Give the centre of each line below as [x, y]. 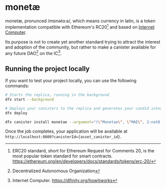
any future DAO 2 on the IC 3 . [33, 52]
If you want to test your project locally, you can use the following [71, 81]
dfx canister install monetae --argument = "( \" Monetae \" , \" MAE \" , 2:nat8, [84, 122]
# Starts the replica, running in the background [57, 95]
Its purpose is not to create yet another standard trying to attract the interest [83, 42]
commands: [17, 86]
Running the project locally [47, 69]
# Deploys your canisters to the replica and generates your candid [77, 108]
